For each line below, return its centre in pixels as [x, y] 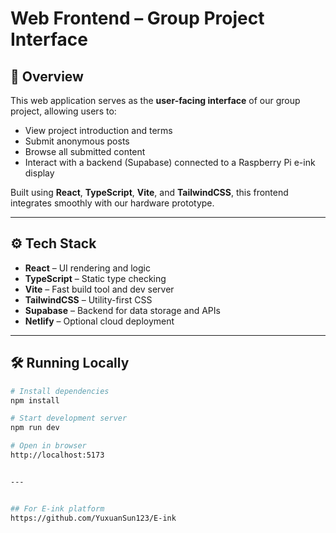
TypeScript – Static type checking [95, 278]
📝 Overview [47, 76]
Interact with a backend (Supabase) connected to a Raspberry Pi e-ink [170, 162]
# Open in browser [48, 446]
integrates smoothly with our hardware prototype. [112, 203]
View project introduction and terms [98, 130]
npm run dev [35, 428]
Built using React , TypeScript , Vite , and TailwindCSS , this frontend [149, 192]
